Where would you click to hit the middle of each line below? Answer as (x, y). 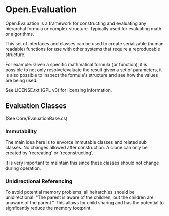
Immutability (21, 131)
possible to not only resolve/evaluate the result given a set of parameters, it (84, 70)
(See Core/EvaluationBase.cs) (36, 118)
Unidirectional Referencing (39, 181)
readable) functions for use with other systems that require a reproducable (83, 49)
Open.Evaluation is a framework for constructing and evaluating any (76, 23)
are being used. (21, 80)
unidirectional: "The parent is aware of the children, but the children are (79, 197)
